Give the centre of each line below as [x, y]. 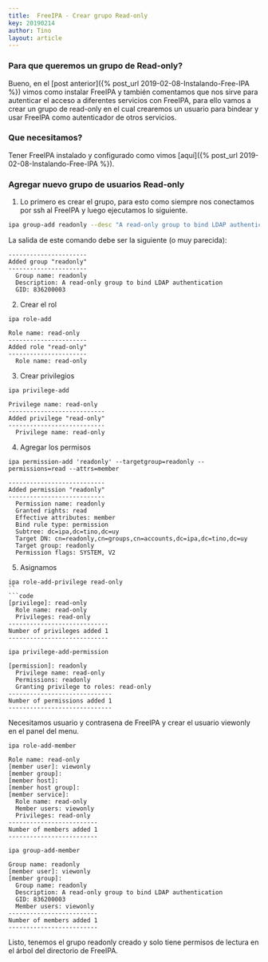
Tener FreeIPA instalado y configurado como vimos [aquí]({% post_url [123, 155]
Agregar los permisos [55, 447]
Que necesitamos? [45, 138]
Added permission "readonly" [57, 490]
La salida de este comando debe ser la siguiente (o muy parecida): [118, 240]
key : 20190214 [32, 23]
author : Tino [30, 30]
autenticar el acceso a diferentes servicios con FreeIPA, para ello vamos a [130, 100]
